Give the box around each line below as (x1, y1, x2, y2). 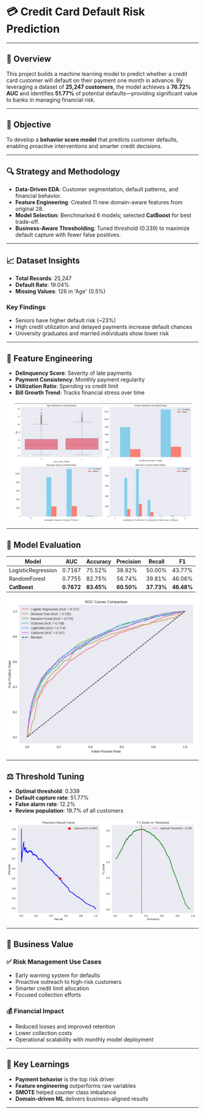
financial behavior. (15, 192, 62, 199)
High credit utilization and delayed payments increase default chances (15, 323, 192, 331)
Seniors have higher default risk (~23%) (15, 317, 116, 324)
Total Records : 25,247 (15, 275, 72, 282)
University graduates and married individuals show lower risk (15, 330, 169, 337)
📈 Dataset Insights (6, 255, 81, 266)
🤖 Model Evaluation (6, 539, 81, 550)
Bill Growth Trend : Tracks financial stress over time (15, 389, 145, 396)
